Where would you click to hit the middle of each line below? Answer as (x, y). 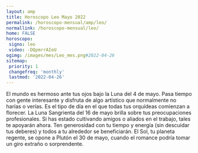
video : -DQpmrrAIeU (33, 50)
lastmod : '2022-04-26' (37, 77)
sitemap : (17, 61)
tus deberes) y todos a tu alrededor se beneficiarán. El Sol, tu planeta (91, 132)
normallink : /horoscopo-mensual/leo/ (53, 28)
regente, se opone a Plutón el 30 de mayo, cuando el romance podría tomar (98, 138)
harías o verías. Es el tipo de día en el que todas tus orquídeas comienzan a (98, 107)
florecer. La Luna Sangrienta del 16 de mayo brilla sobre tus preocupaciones (99, 113)
